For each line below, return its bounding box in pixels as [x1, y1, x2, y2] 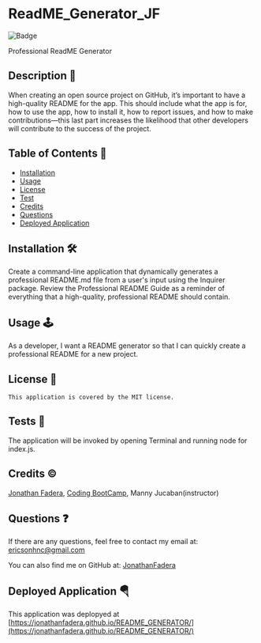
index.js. [8, 444, 35, 453]
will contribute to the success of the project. [8, 123, 151, 133]
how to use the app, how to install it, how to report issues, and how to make [8, 107, 254, 116]
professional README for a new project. [8, 350, 139, 359]
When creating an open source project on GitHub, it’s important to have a [8, 90, 246, 100]
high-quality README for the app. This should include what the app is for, [8, 98, 248, 108]
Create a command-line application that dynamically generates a [8, 267, 218, 277]
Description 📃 [8, 69, 76, 83]
